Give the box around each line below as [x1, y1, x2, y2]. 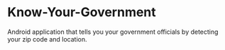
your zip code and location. [7, 35, 87, 43]
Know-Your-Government [7, 4, 156, 20]
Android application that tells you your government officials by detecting [7, 27, 219, 36]
